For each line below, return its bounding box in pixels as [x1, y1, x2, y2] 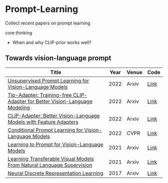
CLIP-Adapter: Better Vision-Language [7, 112, 100, 119]
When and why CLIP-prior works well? [12, 39, 91, 45]
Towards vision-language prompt [5, 54, 111, 62]
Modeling [7, 104, 30, 111]
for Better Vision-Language [27, 97, 93, 104]
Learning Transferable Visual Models [7, 155, 94, 162]
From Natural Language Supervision [7, 161, 92, 168]
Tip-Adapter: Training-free [7, 91, 72, 98]
